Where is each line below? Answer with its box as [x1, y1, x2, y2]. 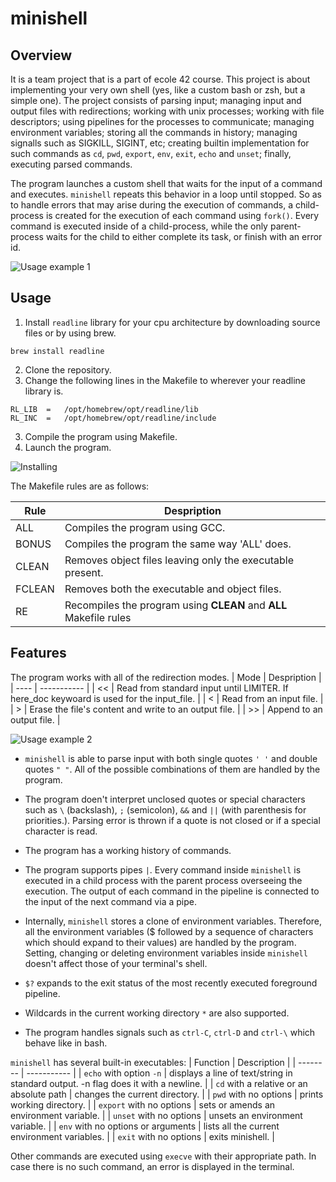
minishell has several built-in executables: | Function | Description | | [10, 1056, 297, 1068]
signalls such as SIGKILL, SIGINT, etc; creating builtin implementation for [10, 137, 310, 149]
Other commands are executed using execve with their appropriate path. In [10, 1150, 317, 1162]
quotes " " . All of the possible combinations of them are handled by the [24, 763, 321, 775]
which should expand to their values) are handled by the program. [24, 936, 297, 948]
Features [10, 645, 67, 662]
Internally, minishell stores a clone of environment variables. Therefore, [24, 915, 323, 927]
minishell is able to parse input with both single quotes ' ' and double [24, 752, 318, 764]
